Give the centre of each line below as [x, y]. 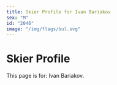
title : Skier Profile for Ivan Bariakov [59, 12]
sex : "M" [17, 18]
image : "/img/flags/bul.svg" [43, 29]
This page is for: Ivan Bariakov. [45, 76]
